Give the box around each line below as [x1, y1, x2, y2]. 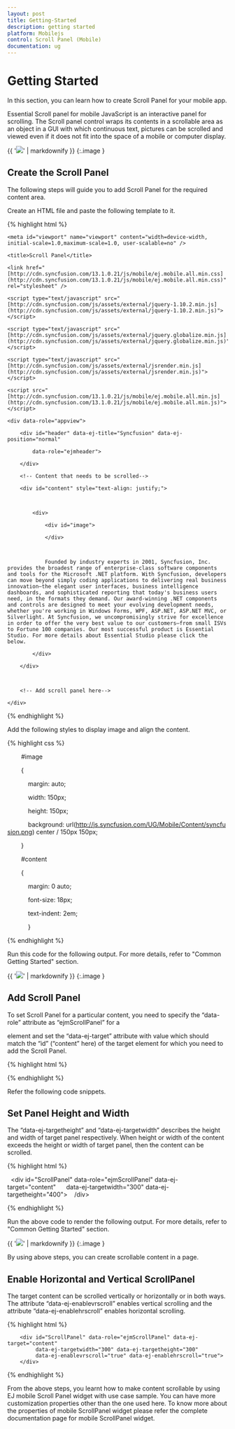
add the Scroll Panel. [7, 1047, 67, 1055]
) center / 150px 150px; [31, 827, 98, 836]
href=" [25, 264, 45, 271]
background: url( [27, 820, 76, 829]
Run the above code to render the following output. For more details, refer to [7, 1217, 227, 1226]
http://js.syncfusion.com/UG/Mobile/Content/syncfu [76, 820, 226, 829]
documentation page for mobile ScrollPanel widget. [7, 1414, 155, 1423]
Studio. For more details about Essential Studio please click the [7, 632, 208, 639]
